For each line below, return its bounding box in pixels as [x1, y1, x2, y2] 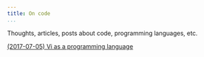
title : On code [7, 10, 51, 17]
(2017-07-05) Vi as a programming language [7, 42, 134, 50]
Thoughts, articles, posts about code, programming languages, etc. [7, 29, 198, 37]
